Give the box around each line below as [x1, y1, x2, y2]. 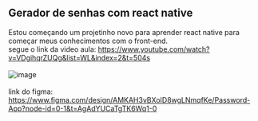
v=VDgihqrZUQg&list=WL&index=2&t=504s [8, 53, 150, 62]
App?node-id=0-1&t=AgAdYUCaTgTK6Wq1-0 [8, 103, 157, 113]
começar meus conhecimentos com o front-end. [8, 36, 169, 45]
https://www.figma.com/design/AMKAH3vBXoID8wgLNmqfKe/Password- [8, 95, 251, 104]
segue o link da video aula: [8, 44, 97, 54]
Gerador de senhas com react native [8, 6, 193, 20]
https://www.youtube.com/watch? [97, 44, 210, 54]
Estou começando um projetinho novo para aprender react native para [8, 27, 240, 37]
